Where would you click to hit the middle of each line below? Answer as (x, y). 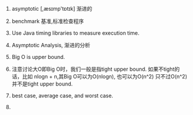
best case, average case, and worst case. (62, 96)
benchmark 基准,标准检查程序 (48, 21)
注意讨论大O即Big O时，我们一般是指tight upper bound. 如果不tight (93, 69)
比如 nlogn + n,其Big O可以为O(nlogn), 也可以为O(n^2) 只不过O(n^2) (105, 76)
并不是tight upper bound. (42, 84)
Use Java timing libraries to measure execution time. (76, 33)
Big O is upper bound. (38, 57)
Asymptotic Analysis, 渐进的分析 (51, 45)
